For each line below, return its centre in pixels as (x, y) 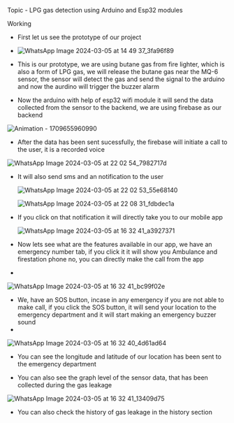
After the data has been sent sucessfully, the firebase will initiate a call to (123, 142)
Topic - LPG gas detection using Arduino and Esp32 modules (95, 10)
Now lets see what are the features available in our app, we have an (115, 244)
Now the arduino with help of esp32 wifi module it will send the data (115, 100)
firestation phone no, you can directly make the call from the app (110, 259)
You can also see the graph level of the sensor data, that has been (112, 378)
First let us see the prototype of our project (79, 37)
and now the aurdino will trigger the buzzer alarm (88, 86)
